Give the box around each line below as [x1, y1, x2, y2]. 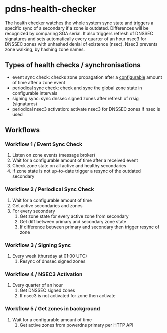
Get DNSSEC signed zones [19, 287, 75, 293]
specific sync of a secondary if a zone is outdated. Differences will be [5, 25, 149, 31]
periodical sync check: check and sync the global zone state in [12, 85, 142, 91]
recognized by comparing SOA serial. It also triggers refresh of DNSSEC [5, 30, 154, 36]
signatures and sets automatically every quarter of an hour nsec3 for [5, 36, 147, 42]
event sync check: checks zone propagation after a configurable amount [12, 74, 162, 80]
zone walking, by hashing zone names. [5, 46, 85, 52]
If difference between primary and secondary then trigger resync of [19, 224, 160, 230]
